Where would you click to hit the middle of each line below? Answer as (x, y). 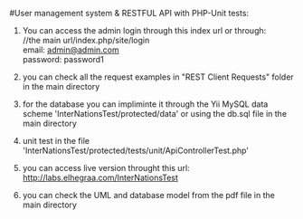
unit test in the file (56, 141)
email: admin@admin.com (71, 50)
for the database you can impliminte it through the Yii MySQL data (145, 104)
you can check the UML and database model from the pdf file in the (149, 195)
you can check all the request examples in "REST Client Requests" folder (158, 77)
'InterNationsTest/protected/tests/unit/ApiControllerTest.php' (136, 150)
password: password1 (63, 59)
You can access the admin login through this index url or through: (144, 30)
